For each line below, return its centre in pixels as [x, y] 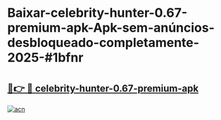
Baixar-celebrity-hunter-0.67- [97, 13]
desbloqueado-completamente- [103, 43]
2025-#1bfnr [45, 58]
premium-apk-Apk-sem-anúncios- [111, 28]
